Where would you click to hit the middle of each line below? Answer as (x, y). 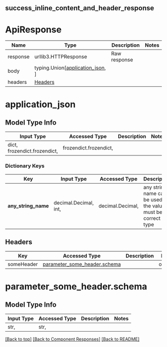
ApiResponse (34, 30)
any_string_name (28, 206)
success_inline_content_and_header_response (80, 8)
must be (153, 212)
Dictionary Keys (25, 166)
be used (153, 200)
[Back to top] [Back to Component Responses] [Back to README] (72, 339)
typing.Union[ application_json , (70, 68)
